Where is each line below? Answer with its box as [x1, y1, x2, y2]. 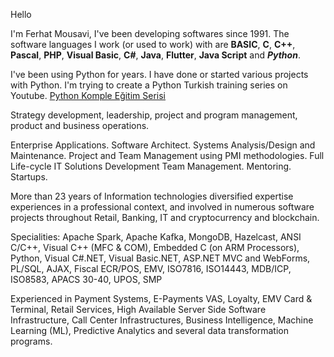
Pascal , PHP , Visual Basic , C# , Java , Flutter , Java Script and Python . [10, 49, 301, 61]
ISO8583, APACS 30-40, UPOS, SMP [10, 274, 163, 285]
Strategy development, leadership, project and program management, [10, 109, 298, 121]
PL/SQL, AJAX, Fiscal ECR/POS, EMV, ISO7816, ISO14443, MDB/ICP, [10, 263, 292, 274]
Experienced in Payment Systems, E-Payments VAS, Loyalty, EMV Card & [10, 293, 313, 304]
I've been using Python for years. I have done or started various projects [10, 69, 309, 80]
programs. [10, 335, 53, 347]
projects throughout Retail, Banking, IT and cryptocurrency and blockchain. [10, 212, 320, 223]
